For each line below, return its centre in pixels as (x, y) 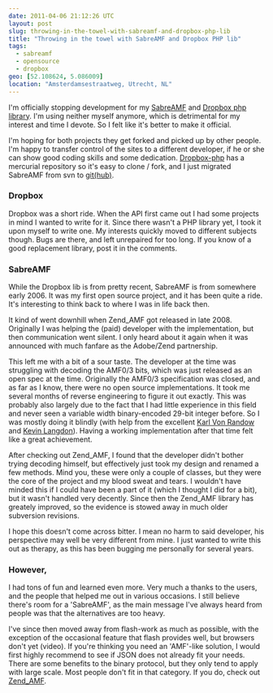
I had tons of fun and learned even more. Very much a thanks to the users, (133, 587)
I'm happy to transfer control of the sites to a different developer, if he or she (136, 149)
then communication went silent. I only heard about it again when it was (128, 338)
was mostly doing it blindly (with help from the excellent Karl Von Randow (131, 422)
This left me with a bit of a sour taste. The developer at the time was (122, 362)
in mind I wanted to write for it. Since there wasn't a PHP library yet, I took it (135, 222)
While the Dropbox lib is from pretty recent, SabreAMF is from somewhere (132, 287)
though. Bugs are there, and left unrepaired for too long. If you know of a (130, 239)
